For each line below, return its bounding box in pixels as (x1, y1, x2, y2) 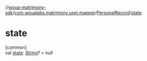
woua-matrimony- (8, 5, 46, 10)
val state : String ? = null (5, 49, 53, 55)
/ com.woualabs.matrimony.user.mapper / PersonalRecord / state (12, 10, 142, 16)
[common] (5, 44, 27, 50)
